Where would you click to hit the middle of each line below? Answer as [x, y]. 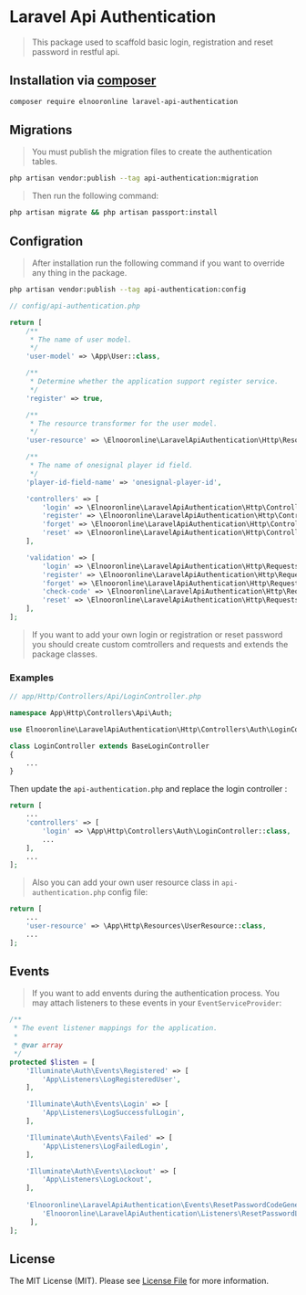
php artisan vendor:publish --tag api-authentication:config [128, 290]
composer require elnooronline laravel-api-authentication [124, 101]
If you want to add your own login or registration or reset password [157, 634]
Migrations [41, 130]
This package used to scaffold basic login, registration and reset [152, 42]
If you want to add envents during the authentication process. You [156, 994]
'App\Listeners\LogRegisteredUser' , [112, 1079]
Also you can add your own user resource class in [126, 882]
